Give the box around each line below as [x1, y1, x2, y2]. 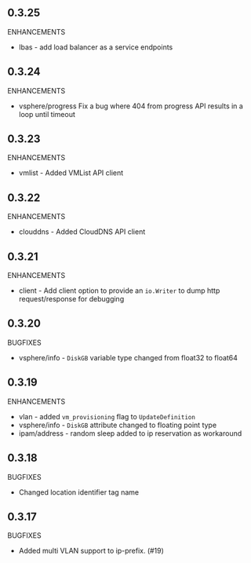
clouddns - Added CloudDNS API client [18, 227, 146, 236]
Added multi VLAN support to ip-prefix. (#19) [18, 546, 164, 556]
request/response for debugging [18, 294, 125, 304]
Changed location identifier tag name [18, 487, 139, 497]
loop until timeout [18, 109, 75, 119]
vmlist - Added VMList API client [18, 168, 124, 177]
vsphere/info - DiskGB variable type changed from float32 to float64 [18, 353, 238, 362]
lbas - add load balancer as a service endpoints [18, 42, 173, 52]
